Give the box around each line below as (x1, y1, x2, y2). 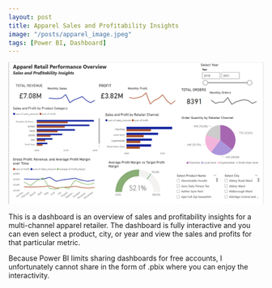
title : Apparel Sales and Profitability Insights (8, 21, 180, 30)
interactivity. (8, 271, 50, 281)
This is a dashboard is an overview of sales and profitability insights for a (8, 212, 252, 222)
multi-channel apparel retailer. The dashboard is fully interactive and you (8, 221, 251, 231)
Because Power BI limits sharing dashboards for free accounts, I (8, 253, 223, 263)
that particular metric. (8, 238, 81, 248)
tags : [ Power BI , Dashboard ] (8, 39, 107, 47)
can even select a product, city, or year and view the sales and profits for (8, 229, 253, 239)
